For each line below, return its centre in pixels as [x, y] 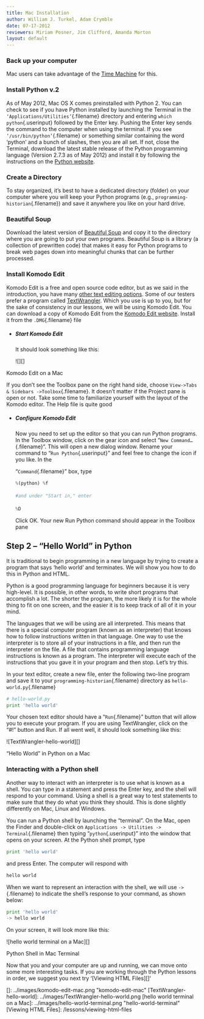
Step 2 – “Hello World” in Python [69, 546]
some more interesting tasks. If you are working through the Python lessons [101, 972]
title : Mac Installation [38, 13]
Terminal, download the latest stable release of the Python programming [97, 148]
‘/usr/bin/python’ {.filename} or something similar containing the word [95, 135]
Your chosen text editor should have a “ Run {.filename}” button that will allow [101, 717]
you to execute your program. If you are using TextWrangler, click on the [97, 723]
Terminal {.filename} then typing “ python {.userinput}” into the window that [98, 833]
